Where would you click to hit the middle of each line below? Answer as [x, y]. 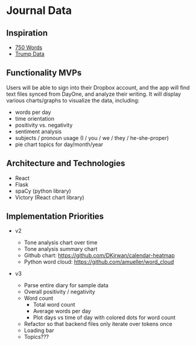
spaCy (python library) [43, 191]
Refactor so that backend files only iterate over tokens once [98, 324]
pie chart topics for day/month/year [59, 144]
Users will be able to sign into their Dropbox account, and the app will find [98, 87]
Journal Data [39, 11]
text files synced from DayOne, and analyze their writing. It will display [94, 94]
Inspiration [27, 33]
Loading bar [39, 330]
